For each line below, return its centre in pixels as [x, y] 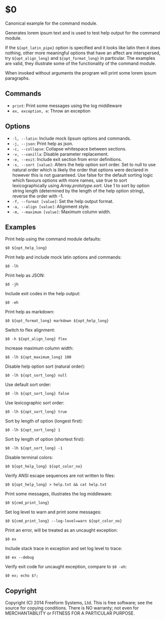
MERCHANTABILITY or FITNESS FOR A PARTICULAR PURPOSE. [70, 613]
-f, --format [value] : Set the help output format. [63, 201]
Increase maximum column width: [39, 348]
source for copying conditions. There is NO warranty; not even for [72, 608]
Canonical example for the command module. [51, 23]
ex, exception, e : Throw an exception [51, 111]
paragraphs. [17, 78]
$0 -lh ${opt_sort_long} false [37, 394]
